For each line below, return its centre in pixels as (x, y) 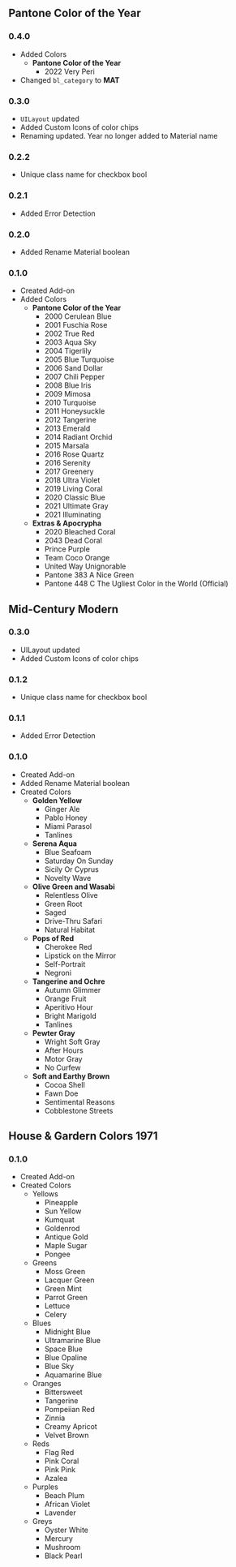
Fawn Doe (61, 1093)
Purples (45, 1487)
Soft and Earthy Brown (71, 1076)
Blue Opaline (66, 1358)
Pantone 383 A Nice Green (89, 575)
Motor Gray (63, 1058)
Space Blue (64, 1349)
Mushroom (62, 1548)
